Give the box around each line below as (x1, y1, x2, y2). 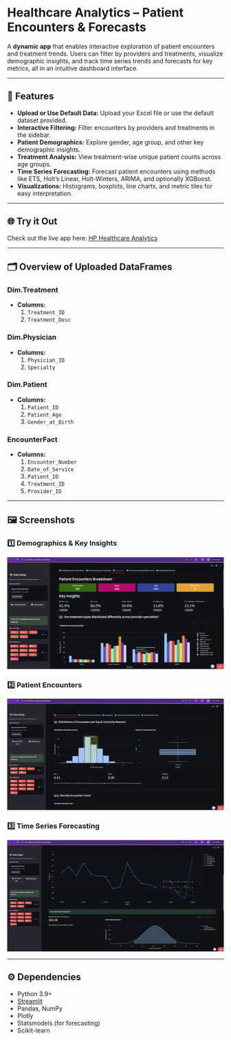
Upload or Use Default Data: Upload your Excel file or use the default (16, 109, 214, 117)
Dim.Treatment (7, 285, 58, 294)
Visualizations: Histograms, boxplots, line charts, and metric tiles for (16, 182, 213, 190)
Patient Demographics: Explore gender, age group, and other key (16, 138, 204, 146)
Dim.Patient (7, 380, 47, 389)
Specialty (27, 364, 56, 371)
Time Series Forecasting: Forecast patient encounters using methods (16, 167, 216, 175)
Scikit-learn (16, 1026, 50, 1034)
